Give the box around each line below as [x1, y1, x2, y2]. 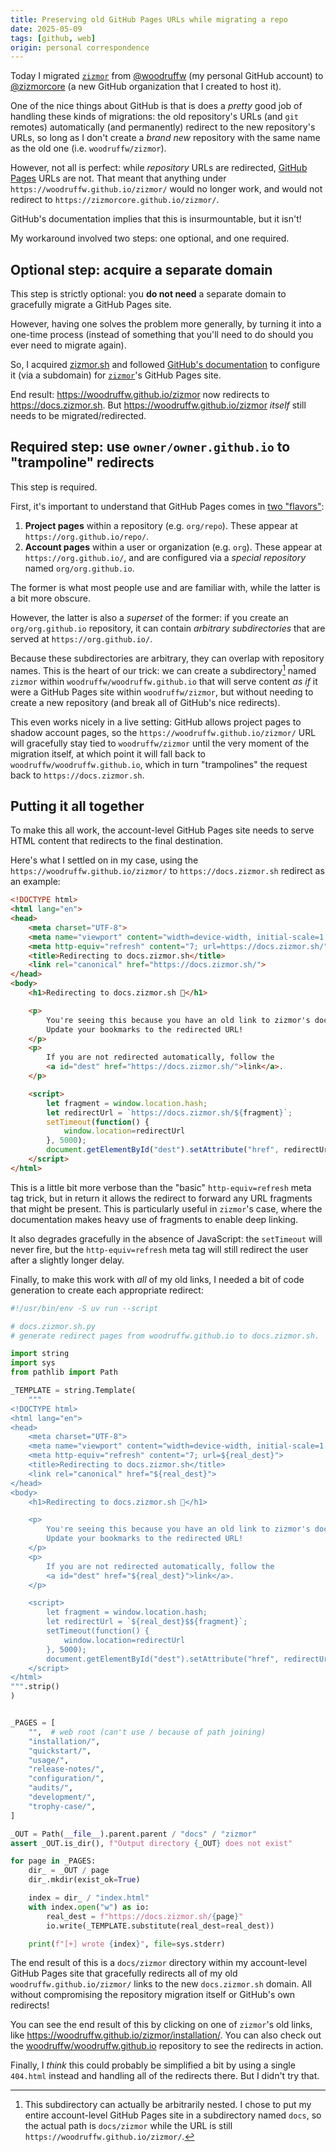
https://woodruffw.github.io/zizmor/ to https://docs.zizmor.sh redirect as [10, 865, 325, 877]
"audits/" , [28, 1783, 74, 1793]
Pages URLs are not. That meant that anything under [10, 172, 227, 185]
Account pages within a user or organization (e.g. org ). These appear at [24, 541, 323, 553]
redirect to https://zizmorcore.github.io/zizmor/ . [10, 194, 220, 206]
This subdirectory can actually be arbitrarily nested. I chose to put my [24, 2099, 312, 2111]
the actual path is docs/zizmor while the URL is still [24, 2120, 233, 2132]
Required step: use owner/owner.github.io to [10, 439, 291, 456]
